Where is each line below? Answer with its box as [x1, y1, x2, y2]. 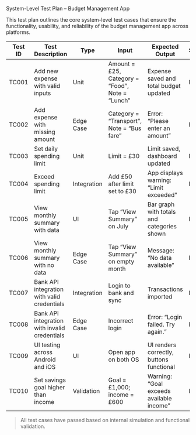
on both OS [108, 355, 139, 364]
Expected [151, 43, 179, 50]
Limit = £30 [108, 152, 140, 160]
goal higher [34, 383, 65, 391]
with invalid [34, 324, 65, 332]
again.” [147, 328, 167, 335]
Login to [108, 282, 131, 289]
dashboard [147, 152, 177, 160]
